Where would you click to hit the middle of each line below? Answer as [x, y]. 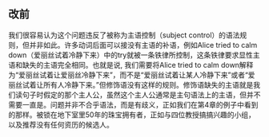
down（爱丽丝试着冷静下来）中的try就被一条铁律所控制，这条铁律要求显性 [131, 55]
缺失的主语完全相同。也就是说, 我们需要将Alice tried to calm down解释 [138, 65]
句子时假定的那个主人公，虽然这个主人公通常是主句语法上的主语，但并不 [141, 95]
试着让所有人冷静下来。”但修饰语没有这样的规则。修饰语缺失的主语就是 [138, 84]
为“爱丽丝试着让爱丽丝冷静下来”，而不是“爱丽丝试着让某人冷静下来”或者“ [128, 75]
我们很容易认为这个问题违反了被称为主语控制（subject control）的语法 [124, 35]
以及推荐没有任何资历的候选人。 [61, 124]
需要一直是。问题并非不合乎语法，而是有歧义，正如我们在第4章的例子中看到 [133, 104]
